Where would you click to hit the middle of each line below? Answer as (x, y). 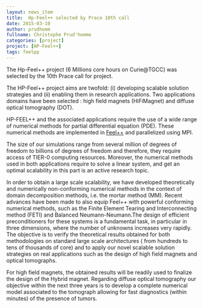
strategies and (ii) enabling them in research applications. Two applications (101, 94)
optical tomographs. (31, 260)
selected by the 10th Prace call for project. (60, 76)
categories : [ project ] (35, 40)
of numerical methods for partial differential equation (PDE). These (90, 126)
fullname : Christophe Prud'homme (49, 35)
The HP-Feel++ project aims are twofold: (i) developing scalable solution (98, 88)
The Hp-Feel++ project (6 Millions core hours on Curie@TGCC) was (92, 69)
